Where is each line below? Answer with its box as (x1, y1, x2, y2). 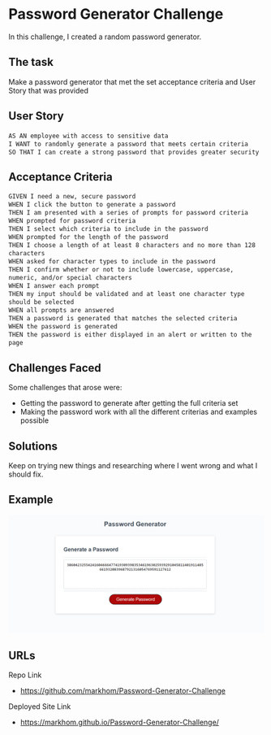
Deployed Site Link (8, 701, 71, 711)
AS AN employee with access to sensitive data (8, 132, 169, 140)
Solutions (8, 439, 58, 453)
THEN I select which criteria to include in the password (8, 225, 209, 233)
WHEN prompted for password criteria (8, 217, 136, 225)
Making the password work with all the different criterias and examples (19, 407, 258, 417)
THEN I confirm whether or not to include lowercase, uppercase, (8, 266, 234, 274)
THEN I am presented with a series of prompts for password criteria (8, 209, 249, 217)
